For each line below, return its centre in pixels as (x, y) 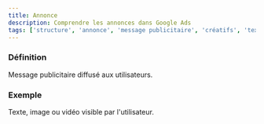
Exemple (25, 95)
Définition (27, 57)
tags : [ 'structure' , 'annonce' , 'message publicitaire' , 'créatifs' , (125, 30)
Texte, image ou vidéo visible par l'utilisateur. (81, 111)
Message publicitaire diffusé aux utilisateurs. (81, 75)
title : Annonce (33, 15)
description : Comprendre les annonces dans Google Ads (100, 23)
